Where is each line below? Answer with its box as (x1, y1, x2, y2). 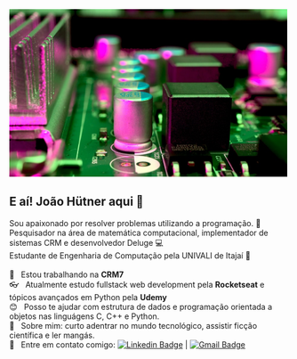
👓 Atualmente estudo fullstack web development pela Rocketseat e (9, 279, 265, 290)
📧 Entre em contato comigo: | (9, 339, 189, 350)
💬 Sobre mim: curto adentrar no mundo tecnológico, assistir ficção (9, 320, 258, 330)
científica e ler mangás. (9, 330, 95, 340)
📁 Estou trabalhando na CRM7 (9, 269, 124, 280)
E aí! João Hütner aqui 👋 (9, 194, 144, 209)
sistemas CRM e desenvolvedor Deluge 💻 (9, 237, 164, 248)
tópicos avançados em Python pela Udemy (9, 291, 167, 302)
